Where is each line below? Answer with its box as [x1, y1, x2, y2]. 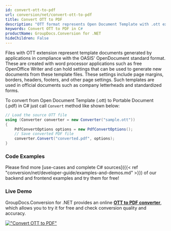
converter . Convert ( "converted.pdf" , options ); [14, 136, 115, 141]
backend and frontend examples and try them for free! [5, 175, 120, 181]
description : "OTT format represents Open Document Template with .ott [5, 21, 160, 27]
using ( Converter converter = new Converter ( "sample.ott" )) [5, 117, 136, 122]
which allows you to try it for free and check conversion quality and [5, 205, 147, 211]
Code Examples [5, 153, 45, 160]
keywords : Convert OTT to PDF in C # [5, 26, 83, 31]
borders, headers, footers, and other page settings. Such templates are [5, 77, 154, 83]
